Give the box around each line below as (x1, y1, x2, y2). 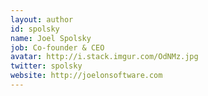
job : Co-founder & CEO (10, 42, 105, 53)
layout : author (10, 14, 74, 25)
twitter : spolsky (10, 61, 83, 71)
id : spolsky (10, 24, 60, 34)
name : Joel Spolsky (10, 33, 92, 43)
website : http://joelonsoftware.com (10, 71, 163, 81)
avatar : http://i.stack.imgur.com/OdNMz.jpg (10, 52, 199, 62)
